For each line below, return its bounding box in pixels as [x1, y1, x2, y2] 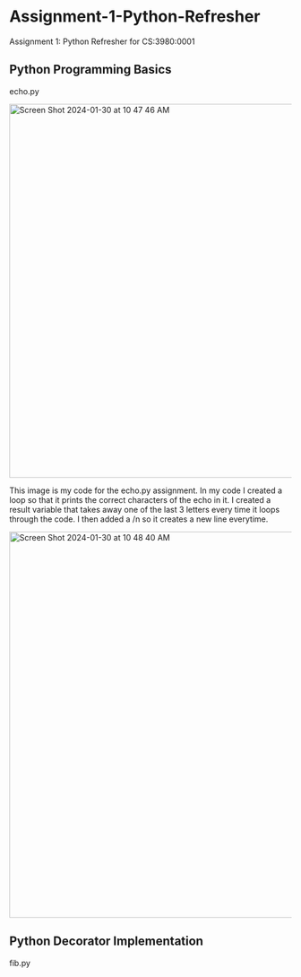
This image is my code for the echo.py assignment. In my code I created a [9, 485, 283, 496]
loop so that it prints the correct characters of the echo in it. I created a [9, 494, 271, 505]
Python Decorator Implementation [9, 934, 204, 949]
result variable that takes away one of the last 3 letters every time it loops [9, 504, 280, 515]
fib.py [9, 957, 31, 968]
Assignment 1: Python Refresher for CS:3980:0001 [9, 36, 195, 47]
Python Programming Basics [9, 62, 172, 77]
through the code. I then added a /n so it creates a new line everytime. [9, 514, 269, 524]
